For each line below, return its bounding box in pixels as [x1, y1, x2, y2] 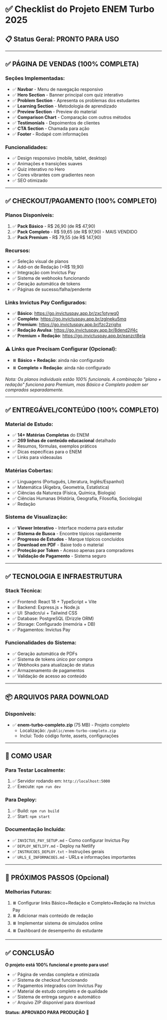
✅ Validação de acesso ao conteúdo [12, 673, 87, 679]
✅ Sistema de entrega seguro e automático [12, 994, 101, 1000]
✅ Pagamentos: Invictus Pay [12, 626, 71, 633]
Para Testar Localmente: [5, 767, 66, 774]
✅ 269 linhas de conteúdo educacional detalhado [12, 438, 116, 444]
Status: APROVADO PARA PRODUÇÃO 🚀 [5, 1010, 89, 1016]
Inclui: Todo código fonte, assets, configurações [19, 733, 119, 739]
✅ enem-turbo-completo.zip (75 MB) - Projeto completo [12, 722, 130, 728]
